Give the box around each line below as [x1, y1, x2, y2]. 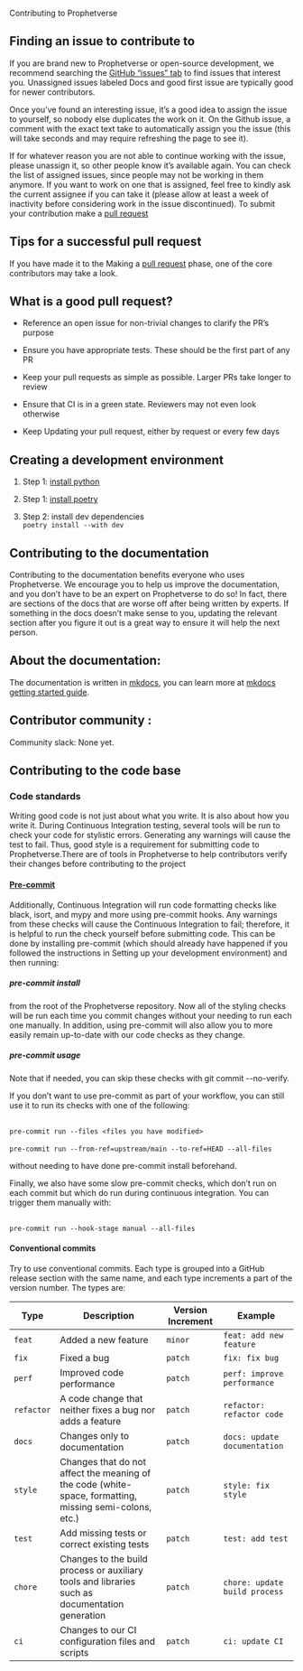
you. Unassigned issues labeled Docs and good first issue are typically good [9, 77, 294, 88]
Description [82, 1309, 135, 1321]
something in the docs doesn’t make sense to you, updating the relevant [9, 608, 278, 619]
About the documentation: [9, 653, 161, 668]
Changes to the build [60, 1553, 149, 1565]
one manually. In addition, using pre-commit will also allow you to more [9, 1020, 273, 1031]
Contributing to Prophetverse [9, 8, 118, 18]
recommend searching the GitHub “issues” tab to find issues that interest [9, 67, 281, 78]
